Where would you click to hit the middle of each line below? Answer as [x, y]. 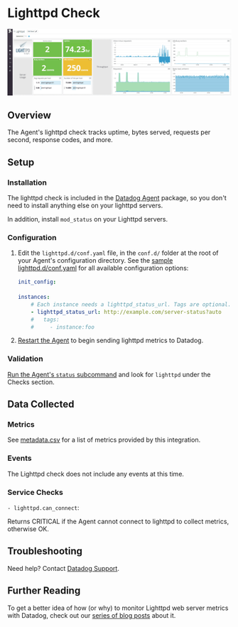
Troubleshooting [45, 551]
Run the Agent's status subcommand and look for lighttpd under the [109, 374]
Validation [26, 359]
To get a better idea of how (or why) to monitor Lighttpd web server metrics [118, 608]
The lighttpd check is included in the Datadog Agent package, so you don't [117, 198]
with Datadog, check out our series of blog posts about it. [92, 615]
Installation [27, 182]
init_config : [37, 282]
